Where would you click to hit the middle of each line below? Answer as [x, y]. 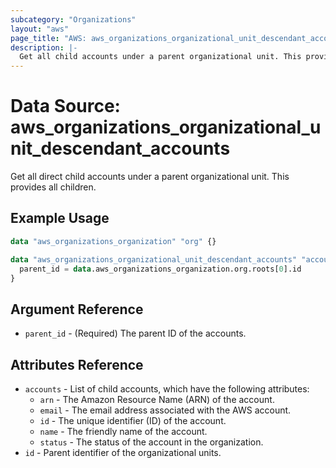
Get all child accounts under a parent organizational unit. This [160, 57]
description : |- [44, 47]
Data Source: [65, 106]
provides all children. [53, 187]
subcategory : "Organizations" [73, 19]
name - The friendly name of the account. [123, 431]
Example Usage [60, 218]
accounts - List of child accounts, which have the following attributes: [167, 389]
